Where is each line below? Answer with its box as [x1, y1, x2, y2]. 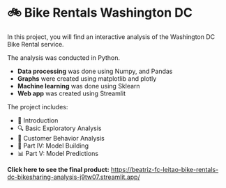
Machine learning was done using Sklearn [17, 81, 141, 90]
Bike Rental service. [7, 40, 64, 48]
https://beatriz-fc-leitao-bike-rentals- [110, 165, 219, 173]
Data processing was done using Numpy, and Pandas [17, 67, 173, 75]
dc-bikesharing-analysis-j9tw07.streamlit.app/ [7, 173, 141, 181]
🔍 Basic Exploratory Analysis [17, 124, 102, 132]
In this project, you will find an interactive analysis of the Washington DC [7, 32, 216, 41]
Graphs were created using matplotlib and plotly [17, 74, 157, 83]
